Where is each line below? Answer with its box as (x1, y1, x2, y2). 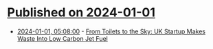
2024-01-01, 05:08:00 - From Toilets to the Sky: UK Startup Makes (16, 27, 206, 35)
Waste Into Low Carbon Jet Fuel (16, 34, 108, 42)
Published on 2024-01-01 (7, 5, 156, 20)
